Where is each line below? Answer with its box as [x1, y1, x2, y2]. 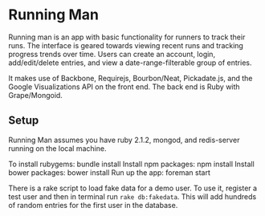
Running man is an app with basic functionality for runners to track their [8, 32, 246, 42]
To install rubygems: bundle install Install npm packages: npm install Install [8, 159, 255, 169]
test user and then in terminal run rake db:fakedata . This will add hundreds [8, 191, 257, 202]
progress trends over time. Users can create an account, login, [8, 49, 215, 59]
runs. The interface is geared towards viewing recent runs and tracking [8, 40, 243, 50]
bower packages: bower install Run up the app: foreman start [8, 167, 210, 177]
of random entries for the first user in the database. [8, 200, 178, 210]
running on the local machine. [8, 143, 107, 153]
